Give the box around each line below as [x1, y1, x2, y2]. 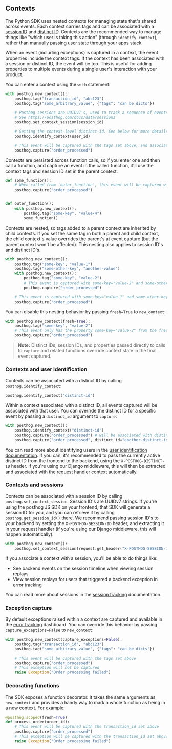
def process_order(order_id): [5, 719, 70, 725]
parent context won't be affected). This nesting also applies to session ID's [5, 241, 163, 247]
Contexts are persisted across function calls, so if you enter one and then [5, 157, 160, 163]
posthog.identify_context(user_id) [14, 134, 91, 139]
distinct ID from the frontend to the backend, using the [5, 457, 120, 464]
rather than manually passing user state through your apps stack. [5, 40, 143, 46]
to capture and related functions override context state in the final [17, 348, 157, 354]
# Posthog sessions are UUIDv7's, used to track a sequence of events [14, 110, 168, 115]
